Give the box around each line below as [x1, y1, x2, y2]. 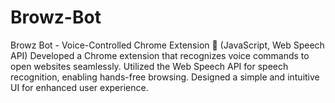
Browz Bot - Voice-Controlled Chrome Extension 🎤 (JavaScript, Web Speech [10, 39, 325, 51]
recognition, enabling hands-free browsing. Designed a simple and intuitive [10, 71, 320, 83]
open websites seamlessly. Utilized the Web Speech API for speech [10, 60, 289, 72]
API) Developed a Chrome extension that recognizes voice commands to [10, 49, 310, 61]
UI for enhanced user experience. [10, 81, 149, 93]
